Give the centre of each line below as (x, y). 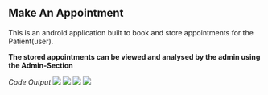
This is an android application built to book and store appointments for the (131, 32)
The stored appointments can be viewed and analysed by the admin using (134, 56)
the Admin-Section (41, 65)
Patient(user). (31, 41)
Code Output (30, 82)
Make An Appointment (66, 13)
